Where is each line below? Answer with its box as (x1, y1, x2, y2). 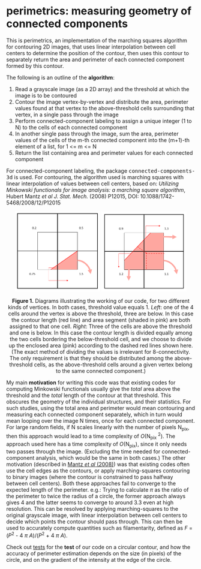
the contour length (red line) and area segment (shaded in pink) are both (11, 317, 191, 324)
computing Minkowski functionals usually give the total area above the (6, 386, 181, 393)
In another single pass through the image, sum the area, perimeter (14, 130, 179, 137)
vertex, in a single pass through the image (14, 111, 119, 118)
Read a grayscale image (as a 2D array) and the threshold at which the (14, 85, 190, 92)
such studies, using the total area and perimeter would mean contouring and (6, 405, 196, 412)
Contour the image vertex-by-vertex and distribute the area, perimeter (14, 98, 189, 106)
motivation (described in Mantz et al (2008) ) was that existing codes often (6, 460, 190, 468)
